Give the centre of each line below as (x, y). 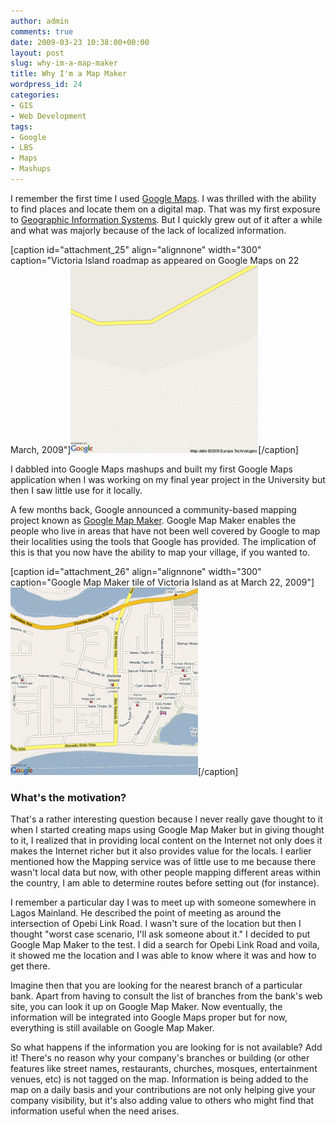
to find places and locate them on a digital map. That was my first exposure (165, 209)
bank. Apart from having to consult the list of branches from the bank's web (166, 996)
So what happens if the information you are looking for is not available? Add (166, 1047)
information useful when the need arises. (95, 1111)
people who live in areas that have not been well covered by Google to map (165, 531)
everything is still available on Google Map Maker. (112, 1028)
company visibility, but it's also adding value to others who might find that (162, 1101)
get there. (30, 966)
